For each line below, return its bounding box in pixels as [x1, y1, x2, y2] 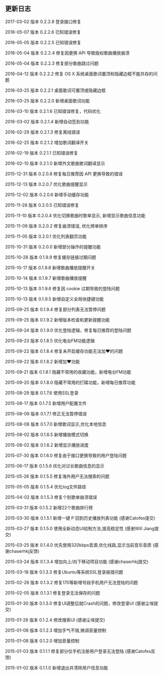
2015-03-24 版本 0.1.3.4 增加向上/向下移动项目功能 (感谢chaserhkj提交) [5, 559, 149, 565]
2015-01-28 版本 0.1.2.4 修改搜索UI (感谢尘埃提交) [5, 617, 105, 622]
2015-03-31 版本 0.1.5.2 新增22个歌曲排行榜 [5, 505, 93, 511]
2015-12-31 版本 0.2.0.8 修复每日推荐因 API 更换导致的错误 [5, 171, 123, 177]
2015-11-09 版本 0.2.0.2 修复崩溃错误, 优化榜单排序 [5, 223, 108, 229]
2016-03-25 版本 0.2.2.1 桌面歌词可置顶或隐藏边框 [5, 87, 106, 93]
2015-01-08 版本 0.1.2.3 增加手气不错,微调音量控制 [5, 627, 106, 633]
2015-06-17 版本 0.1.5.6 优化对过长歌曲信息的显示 [5, 463, 105, 469]
